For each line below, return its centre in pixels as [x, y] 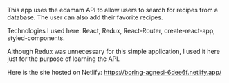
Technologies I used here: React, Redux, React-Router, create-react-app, [111, 31]
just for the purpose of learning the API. [64, 59]
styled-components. [36, 38]
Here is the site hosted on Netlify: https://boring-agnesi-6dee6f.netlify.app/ [114, 72]
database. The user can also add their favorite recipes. [85, 17]
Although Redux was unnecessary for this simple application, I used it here [113, 52]
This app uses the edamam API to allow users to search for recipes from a [112, 10]
